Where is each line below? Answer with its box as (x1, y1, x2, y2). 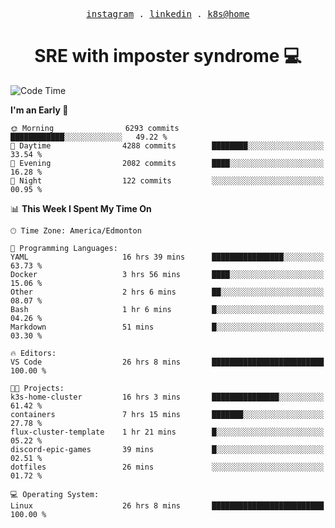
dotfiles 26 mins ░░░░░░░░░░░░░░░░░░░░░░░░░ (10, 462, 325, 472)
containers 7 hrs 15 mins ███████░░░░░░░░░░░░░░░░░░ (10, 409, 325, 419)
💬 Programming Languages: (10, 243, 118, 253)
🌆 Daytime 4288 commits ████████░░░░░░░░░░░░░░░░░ (10, 140, 325, 151)
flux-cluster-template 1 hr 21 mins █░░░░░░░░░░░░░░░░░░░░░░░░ (10, 427, 325, 437)
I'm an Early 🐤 (10, 104, 69, 116)
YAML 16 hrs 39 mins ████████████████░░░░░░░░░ (10, 252, 325, 262)
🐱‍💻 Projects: (10, 383, 65, 393)
